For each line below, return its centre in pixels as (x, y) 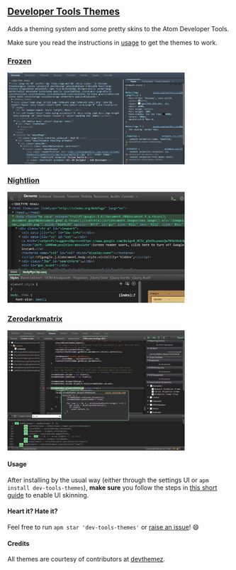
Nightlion (24, 180)
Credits (18, 543)
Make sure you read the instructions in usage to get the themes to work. (112, 43)
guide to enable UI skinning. (48, 495)
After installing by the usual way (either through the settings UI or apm (108, 480)
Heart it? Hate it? (33, 511)
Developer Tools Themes (64, 12)
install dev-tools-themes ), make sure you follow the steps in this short (112, 487)
